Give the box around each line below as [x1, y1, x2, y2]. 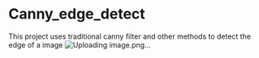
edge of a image [8, 39, 63, 49]
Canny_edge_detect [8, 5, 146, 23]
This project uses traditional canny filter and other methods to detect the [8, 31, 252, 41]
